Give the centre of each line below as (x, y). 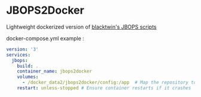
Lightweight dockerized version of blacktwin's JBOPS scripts (81, 27)
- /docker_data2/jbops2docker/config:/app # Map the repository (105, 83)
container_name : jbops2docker (55, 71)
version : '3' (22, 49)
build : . (28, 66)
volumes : (28, 77)
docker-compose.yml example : (45, 38)
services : (19, 55)
